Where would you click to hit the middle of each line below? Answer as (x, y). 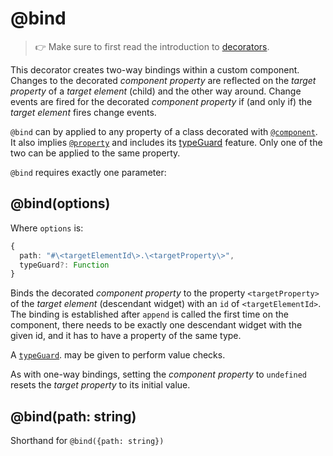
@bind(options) (60, 203)
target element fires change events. (83, 112)
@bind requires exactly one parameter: (88, 172)
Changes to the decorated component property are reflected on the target (163, 80)
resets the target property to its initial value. (100, 385)
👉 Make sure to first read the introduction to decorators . (152, 46)
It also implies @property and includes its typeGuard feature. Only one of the (166, 142)
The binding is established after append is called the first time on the (149, 314)
